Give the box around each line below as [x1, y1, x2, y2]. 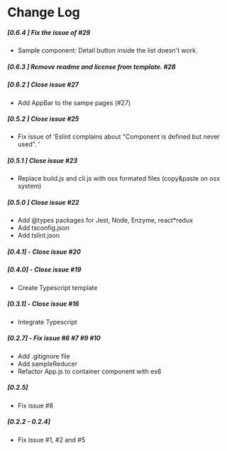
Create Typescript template [17, 283, 98, 292]
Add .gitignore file [17, 351, 71, 360]
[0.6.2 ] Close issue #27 [7, 80, 79, 89]
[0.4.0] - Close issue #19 [7, 265, 82, 274]
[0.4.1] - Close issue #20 [7, 248, 82, 256]
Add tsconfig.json [17, 223, 70, 232]
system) [17, 182, 42, 191]
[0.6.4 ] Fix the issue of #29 [7, 28, 91, 36]
